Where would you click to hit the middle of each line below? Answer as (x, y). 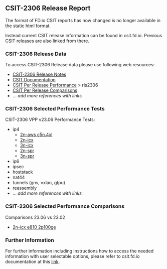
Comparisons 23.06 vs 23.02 (35, 217)
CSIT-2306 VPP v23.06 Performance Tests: (50, 119)
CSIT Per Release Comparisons (45, 90)
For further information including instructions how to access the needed (79, 251)
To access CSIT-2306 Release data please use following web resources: (80, 65)
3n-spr (27, 156)
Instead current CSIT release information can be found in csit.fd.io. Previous (83, 35)
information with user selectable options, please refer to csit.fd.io (72, 256)
